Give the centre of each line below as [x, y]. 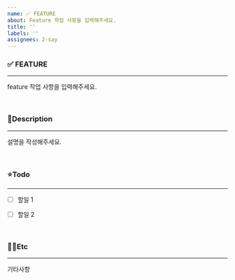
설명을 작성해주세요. [34, 141]
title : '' [22, 27]
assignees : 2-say [33, 40]
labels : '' [23, 33]
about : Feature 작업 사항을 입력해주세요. [62, 20]
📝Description [30, 119]
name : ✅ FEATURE [31, 14]
